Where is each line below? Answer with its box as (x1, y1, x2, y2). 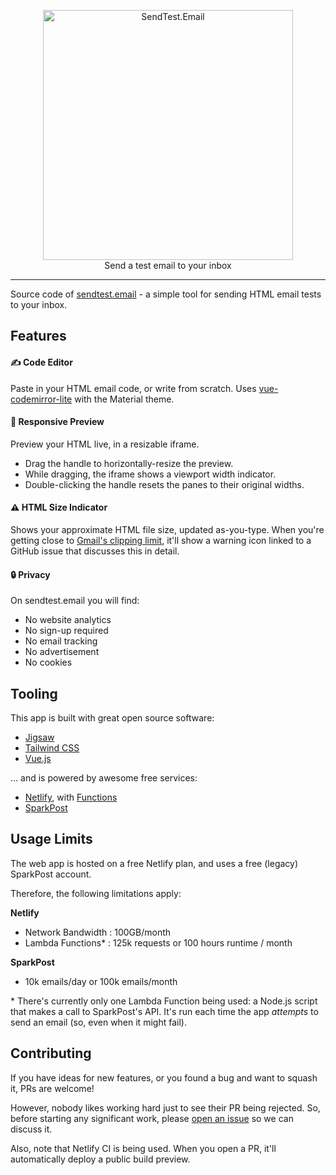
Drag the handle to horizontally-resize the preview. (24, 457, 234, 469)
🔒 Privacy (10, 568, 51, 580)
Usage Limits (10, 831, 93, 848)
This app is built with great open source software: (10, 712, 215, 724)
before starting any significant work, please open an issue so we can (10, 1112, 294, 1124)
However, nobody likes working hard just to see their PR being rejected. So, (10, 1101, 321, 1114)
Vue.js (24, 753, 52, 765)
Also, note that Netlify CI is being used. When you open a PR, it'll (10, 1142, 277, 1154)
